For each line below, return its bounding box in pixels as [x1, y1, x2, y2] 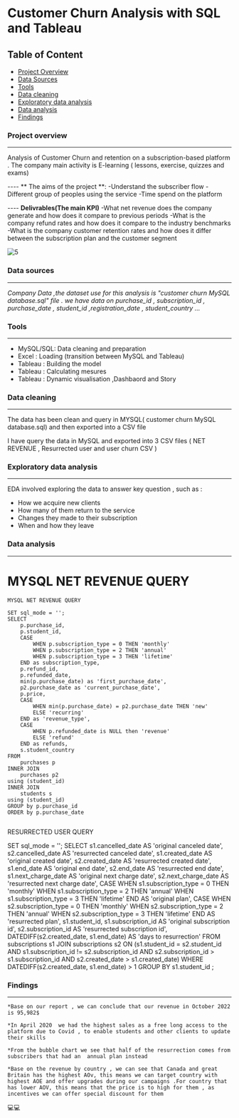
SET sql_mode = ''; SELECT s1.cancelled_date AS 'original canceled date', [7, 841, 223, 849]
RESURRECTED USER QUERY [7, 827, 94, 836]
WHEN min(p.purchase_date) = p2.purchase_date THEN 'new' [33, 703, 208, 710]
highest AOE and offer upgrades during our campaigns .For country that [7, 1078, 228, 1085]
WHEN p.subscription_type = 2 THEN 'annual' [33, 646, 167, 653]
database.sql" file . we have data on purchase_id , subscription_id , [7, 296, 206, 304]
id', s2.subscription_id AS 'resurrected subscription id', [7, 924, 168, 933]
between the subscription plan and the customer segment [7, 234, 177, 243]
